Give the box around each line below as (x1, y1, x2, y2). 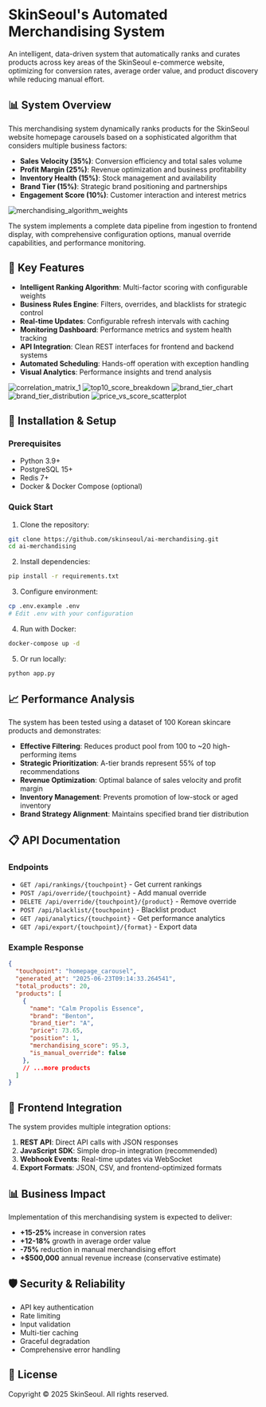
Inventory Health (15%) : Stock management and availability (19, 173, 217, 183)
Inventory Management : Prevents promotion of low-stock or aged (19, 792, 239, 802)
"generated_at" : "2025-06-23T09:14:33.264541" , (15, 975, 177, 983)
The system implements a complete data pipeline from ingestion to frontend (8, 221, 257, 231)
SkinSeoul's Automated (8, 6, 168, 24)
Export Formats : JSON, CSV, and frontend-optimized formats (19, 1163, 222, 1172)
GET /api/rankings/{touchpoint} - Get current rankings (19, 879, 202, 889)
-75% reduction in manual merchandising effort (19, 1244, 177, 1254)
